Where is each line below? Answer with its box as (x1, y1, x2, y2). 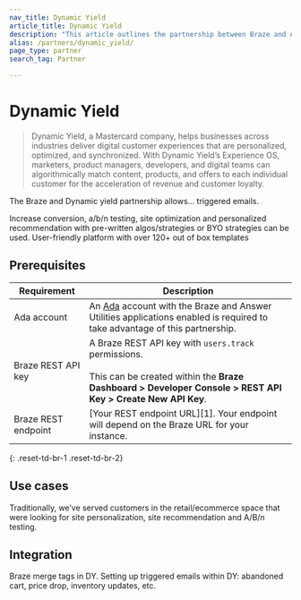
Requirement (19, 284, 76, 296)
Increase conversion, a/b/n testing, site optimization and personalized (9, 212, 267, 224)
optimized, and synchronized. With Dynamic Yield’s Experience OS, (30, 150, 280, 160)
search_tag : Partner (9, 55, 87, 64)
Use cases (9, 478, 69, 493)
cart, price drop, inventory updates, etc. (9, 580, 157, 591)
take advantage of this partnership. (89, 321, 236, 334)
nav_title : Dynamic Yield (9, 13, 106, 22)
